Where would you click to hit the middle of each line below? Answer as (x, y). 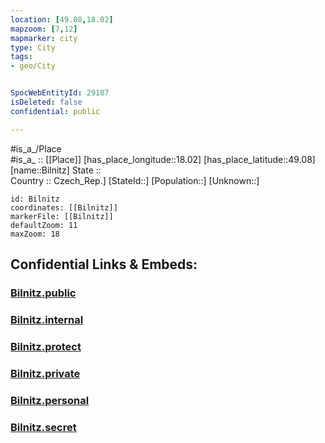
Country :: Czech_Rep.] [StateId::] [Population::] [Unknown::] (135, 180)
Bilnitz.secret (43, 427)
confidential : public (55, 111)
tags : (21, 57)
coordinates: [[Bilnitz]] (64, 207)
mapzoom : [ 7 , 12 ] (44, 29)
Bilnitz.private (45, 373)
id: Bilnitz (35, 199)
